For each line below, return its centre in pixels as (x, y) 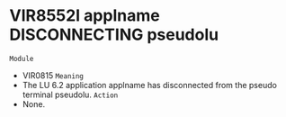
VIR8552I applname (85, 16)
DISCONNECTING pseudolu (114, 35)
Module (22, 58)
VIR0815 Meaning (53, 75)
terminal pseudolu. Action (70, 94)
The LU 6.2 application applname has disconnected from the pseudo (149, 85)
